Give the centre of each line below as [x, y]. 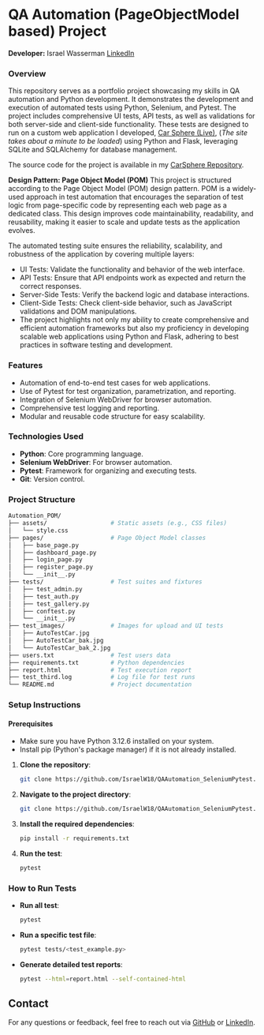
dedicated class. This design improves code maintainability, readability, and [131, 214]
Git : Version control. [52, 478]
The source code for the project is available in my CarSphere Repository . [126, 165]
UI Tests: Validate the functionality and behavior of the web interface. [132, 269]
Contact [28, 1004]
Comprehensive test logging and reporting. [89, 407]
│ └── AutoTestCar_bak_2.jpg [59, 648]
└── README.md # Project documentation [100, 684]
